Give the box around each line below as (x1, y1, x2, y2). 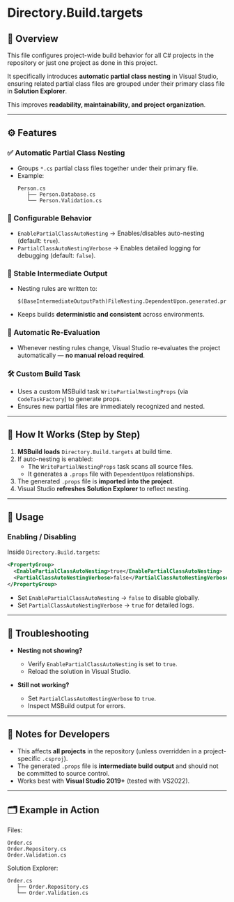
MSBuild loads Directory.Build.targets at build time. (17, 447, 173, 456)
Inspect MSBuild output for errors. (27, 701, 126, 709)
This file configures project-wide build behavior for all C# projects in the (7, 51, 214, 59)
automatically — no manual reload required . (17, 351, 145, 359)
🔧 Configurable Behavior (7, 213, 92, 223)
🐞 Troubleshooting (7, 628, 89, 640)
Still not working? (17, 680, 70, 689)
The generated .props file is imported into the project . (17, 476, 174, 486)
